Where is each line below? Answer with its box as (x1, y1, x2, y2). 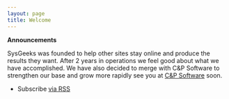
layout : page (7, 10, 45, 17)
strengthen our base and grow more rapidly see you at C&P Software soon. (7, 71, 223, 80)
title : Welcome (7, 17, 52, 24)
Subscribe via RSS (17, 84, 71, 93)
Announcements (7, 35, 57, 44)
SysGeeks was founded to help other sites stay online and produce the (7, 49, 211, 57)
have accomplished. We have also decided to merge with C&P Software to (7, 64, 220, 72)
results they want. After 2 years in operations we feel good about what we (7, 56, 219, 64)
